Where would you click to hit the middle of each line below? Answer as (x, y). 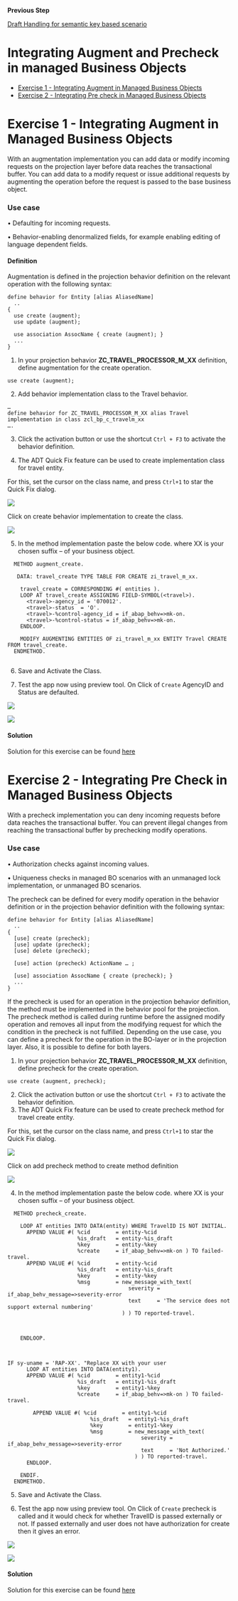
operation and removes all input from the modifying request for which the (115, 1024)
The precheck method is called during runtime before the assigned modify (116, 1016)
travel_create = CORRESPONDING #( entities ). (90, 589)
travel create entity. (46, 1117)
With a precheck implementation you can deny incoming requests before (114, 815)
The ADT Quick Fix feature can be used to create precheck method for (121, 1110)
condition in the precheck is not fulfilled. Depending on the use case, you (114, 1031)
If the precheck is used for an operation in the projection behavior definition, (119, 1001)
